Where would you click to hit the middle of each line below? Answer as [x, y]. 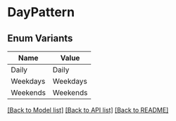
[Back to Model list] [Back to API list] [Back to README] [88, 110]
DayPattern [41, 12]
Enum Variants [40, 38]
